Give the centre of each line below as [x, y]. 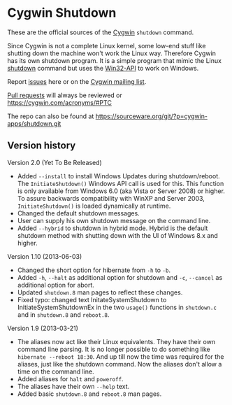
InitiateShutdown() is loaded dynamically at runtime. [94, 206]
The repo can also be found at [51, 116]
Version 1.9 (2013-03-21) [43, 328]
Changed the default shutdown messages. [78, 213]
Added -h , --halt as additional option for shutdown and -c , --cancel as [120, 277]
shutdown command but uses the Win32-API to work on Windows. [103, 68]
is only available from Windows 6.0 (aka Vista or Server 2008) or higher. [121, 191]
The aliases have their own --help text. [73, 386]
